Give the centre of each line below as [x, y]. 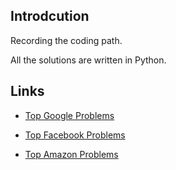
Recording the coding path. [66, 40]
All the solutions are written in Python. [88, 60]
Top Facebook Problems [75, 135]
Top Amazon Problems [71, 154]
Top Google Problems [69, 115]
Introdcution [50, 16]
